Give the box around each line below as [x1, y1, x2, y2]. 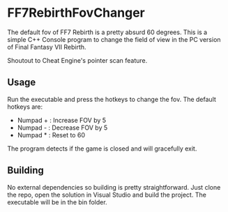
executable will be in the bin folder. [7, 197, 107, 206]
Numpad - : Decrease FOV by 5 [17, 123, 108, 132]
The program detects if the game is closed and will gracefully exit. [7, 144, 197, 153]
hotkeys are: [7, 103, 43, 111]
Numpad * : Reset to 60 [17, 130, 86, 139]
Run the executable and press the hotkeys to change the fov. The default [7, 95, 216, 103]
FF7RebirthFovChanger [7, 5, 145, 21]
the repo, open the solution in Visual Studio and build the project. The [7, 190, 207, 199]
